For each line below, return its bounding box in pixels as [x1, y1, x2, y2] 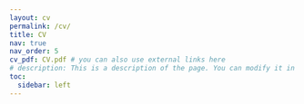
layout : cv [9, 13, 51, 23]
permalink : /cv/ [9, 22, 71, 31]
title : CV [9, 30, 47, 39]
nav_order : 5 [9, 47, 59, 56]
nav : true [9, 38, 47, 48]
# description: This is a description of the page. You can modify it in [9, 64, 296, 73]
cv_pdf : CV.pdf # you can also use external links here [9, 55, 226, 64]
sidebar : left [17, 80, 71, 90]
